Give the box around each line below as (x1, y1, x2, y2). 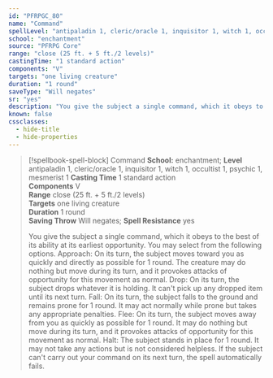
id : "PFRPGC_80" (8, 11, 63, 20)
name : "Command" (8, 20, 63, 28)
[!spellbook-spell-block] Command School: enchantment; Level (28, 155, 242, 165)
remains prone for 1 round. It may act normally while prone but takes (28, 300, 258, 310)
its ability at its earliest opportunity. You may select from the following (28, 240, 262, 250)
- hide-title (15, 125, 60, 133)
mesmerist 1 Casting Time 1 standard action (28, 172, 176, 182)
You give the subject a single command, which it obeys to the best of (28, 231, 260, 241)
